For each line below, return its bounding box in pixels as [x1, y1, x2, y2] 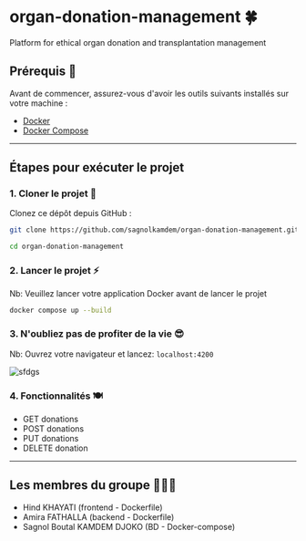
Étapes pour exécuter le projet [9, 160, 185, 175]
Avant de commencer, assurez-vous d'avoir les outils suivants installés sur [9, 88, 290, 99]
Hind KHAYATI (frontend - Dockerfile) [22, 502, 163, 513]
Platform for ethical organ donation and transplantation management [9, 36, 267, 47]
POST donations [22, 422, 85, 434]
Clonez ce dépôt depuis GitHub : [9, 208, 132, 219]
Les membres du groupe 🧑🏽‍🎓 [9, 477, 178, 494]
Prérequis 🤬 [9, 64, 77, 79]
